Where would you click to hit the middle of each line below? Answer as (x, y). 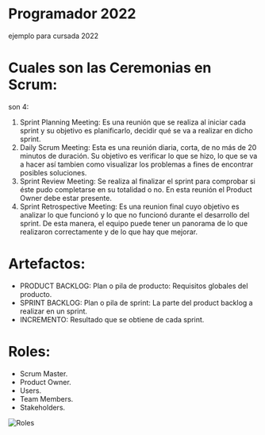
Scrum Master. (44, 373)
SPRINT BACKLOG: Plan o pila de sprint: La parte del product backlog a (136, 302)
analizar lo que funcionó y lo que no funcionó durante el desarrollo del (134, 214)
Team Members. (46, 398)
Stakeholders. (42, 407)
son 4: (19, 106)
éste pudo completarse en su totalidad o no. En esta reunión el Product (136, 189)
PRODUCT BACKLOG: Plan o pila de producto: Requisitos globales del (134, 286)
